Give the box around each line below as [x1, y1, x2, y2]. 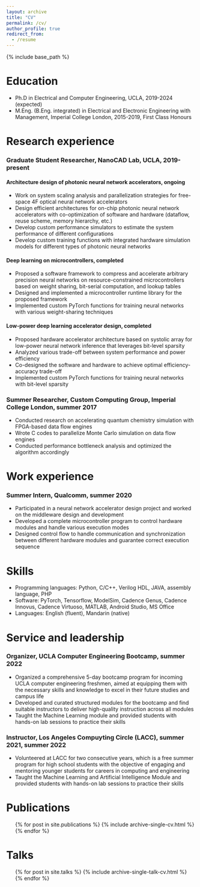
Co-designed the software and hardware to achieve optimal [14, 361, 163, 368]
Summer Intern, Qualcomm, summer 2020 [6, 491, 132, 499]
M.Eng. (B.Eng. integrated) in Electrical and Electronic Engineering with [14, 107, 191, 114]
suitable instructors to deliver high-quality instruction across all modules [14, 705, 194, 712]
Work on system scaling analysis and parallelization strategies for [14, 192, 177, 199]
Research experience [6, 135, 115, 148]
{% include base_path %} [6, 54, 70, 60]
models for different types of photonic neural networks [14, 243, 151, 250]
